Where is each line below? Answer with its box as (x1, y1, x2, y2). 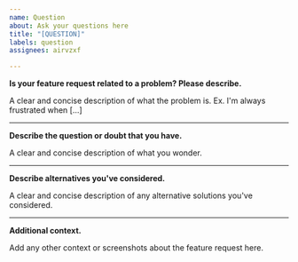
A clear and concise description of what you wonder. (9, 147, 202, 158)
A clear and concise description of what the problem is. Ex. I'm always (9, 95, 266, 107)
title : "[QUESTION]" (9, 29, 86, 38)
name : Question (9, 12, 66, 22)
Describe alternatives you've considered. (9, 173, 166, 184)
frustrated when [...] (9, 105, 82, 115)
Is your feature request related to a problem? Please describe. (9, 78, 242, 89)
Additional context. (9, 226, 82, 236)
